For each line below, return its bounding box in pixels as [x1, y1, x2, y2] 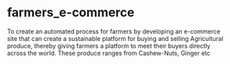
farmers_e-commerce [7, 5, 135, 20]
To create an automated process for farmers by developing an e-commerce [7, 27, 221, 35]
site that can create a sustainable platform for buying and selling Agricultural [7, 34, 224, 42]
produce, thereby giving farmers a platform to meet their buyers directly [7, 42, 211, 50]
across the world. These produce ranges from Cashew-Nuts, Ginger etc [7, 49, 211, 57]
